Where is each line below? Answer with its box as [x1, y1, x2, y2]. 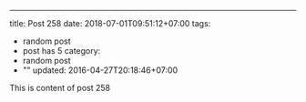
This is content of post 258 [9, 83, 111, 93]
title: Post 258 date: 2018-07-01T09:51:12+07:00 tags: [9, 18, 211, 28]
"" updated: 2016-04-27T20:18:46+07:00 [22, 65, 178, 76]
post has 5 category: [22, 46, 101, 56]
